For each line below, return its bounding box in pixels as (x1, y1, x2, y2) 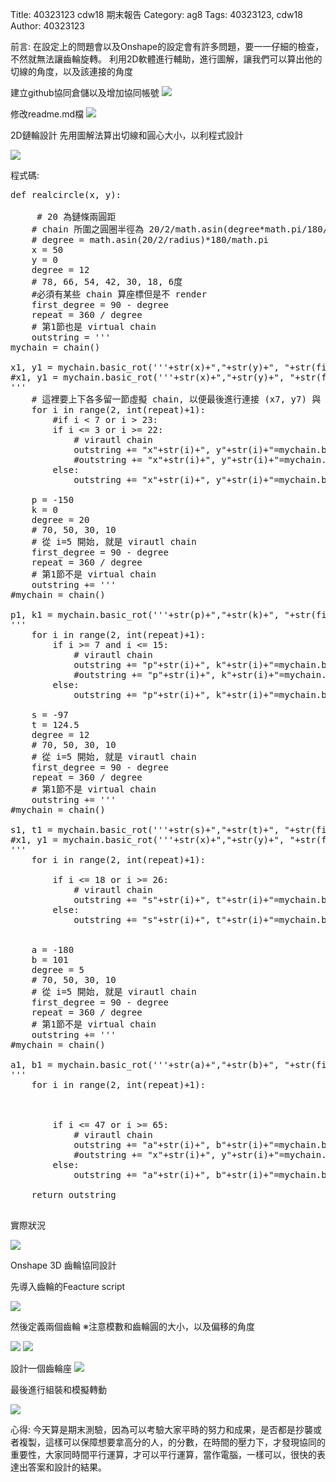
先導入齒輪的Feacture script (10, 1281, 126, 1292)
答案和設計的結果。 (27, 1461, 107, 1473)
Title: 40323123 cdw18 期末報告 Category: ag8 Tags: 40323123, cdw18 (10, 9, 303, 20)
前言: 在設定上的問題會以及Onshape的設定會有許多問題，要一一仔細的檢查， (10, 41, 325, 52)
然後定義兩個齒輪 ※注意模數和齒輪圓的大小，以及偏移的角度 (10, 1321, 255, 1332)
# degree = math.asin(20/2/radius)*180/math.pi (31, 234, 270, 245)
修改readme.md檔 (10, 108, 85, 120)
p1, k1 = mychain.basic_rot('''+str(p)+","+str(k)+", (10, 609, 280, 620)
